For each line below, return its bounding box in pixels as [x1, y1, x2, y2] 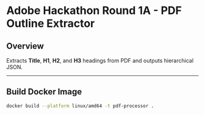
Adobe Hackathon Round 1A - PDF [6, 4, 182, 18]
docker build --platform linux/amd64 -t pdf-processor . [6, 103, 154, 109]
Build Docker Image [6, 86, 82, 97]
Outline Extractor [6, 16, 95, 30]
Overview [6, 41, 45, 51]
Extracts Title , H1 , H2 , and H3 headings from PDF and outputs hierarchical [6, 57, 194, 64]
